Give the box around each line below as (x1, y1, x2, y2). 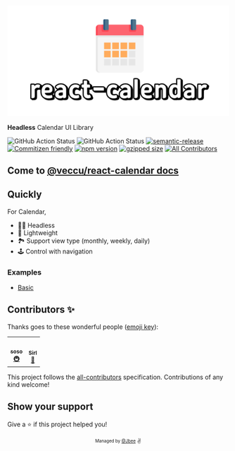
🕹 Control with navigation (17, 247, 93, 255)
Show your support (7, 401, 94, 413)
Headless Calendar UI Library (7, 123, 94, 131)
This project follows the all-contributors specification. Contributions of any (7, 373, 224, 381)
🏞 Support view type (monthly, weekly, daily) (17, 236, 151, 245)
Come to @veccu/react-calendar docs (7, 164, 179, 176)
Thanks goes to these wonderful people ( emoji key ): (7, 323, 159, 331)
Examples (7, 267, 42, 277)
